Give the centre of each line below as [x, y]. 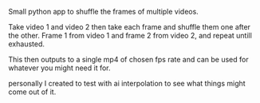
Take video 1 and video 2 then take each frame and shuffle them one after [130, 27]
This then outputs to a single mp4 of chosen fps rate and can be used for [128, 59]
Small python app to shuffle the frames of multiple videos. [104, 12]
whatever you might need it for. [59, 68]
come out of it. [32, 92]
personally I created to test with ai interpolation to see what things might [127, 83]
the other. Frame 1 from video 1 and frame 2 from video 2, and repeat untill [130, 36]
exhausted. [27, 44]
